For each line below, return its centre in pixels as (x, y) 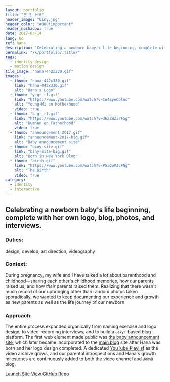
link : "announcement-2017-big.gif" (52, 137)
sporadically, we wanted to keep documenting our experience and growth (82, 297)
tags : (11, 57)
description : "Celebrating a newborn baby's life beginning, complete (81, 48)
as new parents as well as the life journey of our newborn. (66, 302)
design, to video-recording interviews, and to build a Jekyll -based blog (78, 332)
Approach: (19, 315)
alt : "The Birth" (33, 170)
